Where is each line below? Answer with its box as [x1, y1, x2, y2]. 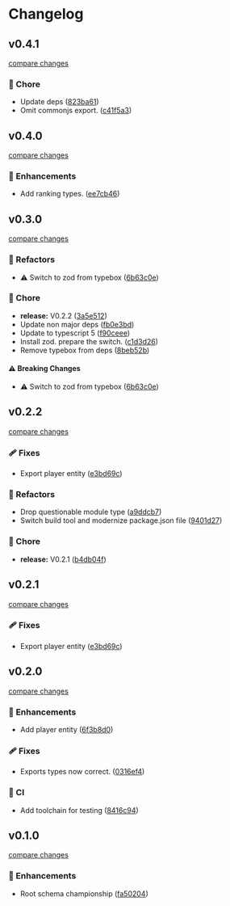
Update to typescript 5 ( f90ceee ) [19, 328, 131, 338]
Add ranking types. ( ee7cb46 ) [19, 189, 120, 199]
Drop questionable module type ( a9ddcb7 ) [19, 507, 162, 517]
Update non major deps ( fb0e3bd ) [19, 319, 135, 329]
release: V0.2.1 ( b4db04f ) [19, 554, 107, 564]
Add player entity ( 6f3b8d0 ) [19, 724, 114, 734]
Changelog [8, 5, 84, 23]
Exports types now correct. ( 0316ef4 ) [19, 767, 145, 777]
